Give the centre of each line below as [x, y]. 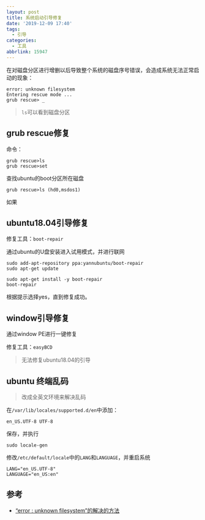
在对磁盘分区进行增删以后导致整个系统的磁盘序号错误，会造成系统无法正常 [100, 70]
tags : [13, 29]
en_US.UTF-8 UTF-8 [30, 422]
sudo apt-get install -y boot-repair [54, 280]
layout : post [23, 12]
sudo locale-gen [27, 445]
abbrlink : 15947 [27, 52]
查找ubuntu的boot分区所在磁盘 [45, 178]
